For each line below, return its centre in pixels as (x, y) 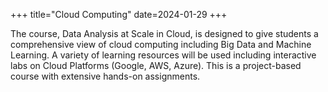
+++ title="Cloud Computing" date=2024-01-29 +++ (119, 14)
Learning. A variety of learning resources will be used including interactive (163, 55)
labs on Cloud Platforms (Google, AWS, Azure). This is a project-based (156, 65)
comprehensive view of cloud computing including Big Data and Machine (161, 44)
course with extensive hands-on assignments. (105, 76)
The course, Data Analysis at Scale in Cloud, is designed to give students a (164, 33)
